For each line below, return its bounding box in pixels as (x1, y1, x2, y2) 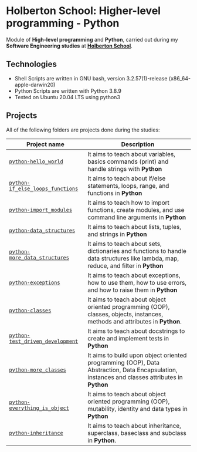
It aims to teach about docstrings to (87, 327, 185, 335)
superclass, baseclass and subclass (87, 429, 186, 437)
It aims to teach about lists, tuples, (87, 222, 182, 231)
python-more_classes (9, 366, 66, 373)
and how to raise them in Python (87, 286, 178, 294)
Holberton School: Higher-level (6, 4, 161, 18)
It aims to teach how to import (87, 198, 170, 207)
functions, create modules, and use (87, 205, 185, 214)
